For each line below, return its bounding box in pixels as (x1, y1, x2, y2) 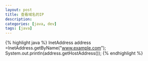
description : (5, 16, 32, 21)
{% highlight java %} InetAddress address (5, 39, 91, 45)
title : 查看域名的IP (5, 12, 44, 17)
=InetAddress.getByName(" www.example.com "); (5, 45, 106, 51)
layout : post (5, 7, 32, 12)
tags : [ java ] (5, 26, 32, 31)
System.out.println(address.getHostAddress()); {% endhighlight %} (5, 50, 143, 56)
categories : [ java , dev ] (5, 21, 57, 26)
